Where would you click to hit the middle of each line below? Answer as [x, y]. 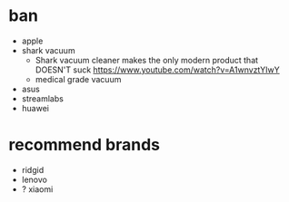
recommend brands [85, 145]
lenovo [34, 179]
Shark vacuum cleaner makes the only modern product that [147, 60]
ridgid [33, 169]
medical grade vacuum [78, 79]
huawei [35, 108]
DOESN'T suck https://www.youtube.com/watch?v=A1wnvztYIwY [157, 70]
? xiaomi [37, 189]
